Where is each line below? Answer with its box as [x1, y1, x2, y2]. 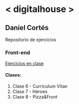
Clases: [5, 71, 21, 78]
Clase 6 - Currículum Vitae [12, 83, 67, 89]
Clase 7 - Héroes [12, 88, 47, 94]
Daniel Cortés [5, 23, 49, 32]
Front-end [5, 49, 30, 56]
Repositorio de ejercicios [5, 36, 56, 42]
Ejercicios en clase [5, 60, 44, 66]
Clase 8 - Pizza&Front [12, 93, 57, 99]
